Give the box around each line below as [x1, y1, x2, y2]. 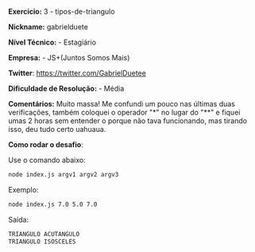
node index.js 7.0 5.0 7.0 [8, 200, 98, 208]
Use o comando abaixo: [8, 155, 86, 165]
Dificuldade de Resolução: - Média [8, 83, 125, 93]
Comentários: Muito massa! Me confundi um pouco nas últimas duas [8, 99, 236, 108]
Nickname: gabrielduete [8, 22, 89, 31]
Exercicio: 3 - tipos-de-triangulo [8, 7, 115, 16]
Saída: [8, 215, 29, 224]
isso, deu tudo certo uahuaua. [8, 125, 106, 134]
